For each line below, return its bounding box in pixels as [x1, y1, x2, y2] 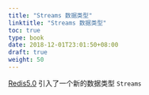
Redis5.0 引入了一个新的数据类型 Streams [8, 78, 142, 88]
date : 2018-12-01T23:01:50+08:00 [8, 41, 119, 49]
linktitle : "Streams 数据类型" [8, 19, 107, 27]
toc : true [8, 26, 41, 34]
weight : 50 [8, 56, 44, 64]
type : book [8, 33, 44, 42]
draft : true [8, 48, 48, 56]
